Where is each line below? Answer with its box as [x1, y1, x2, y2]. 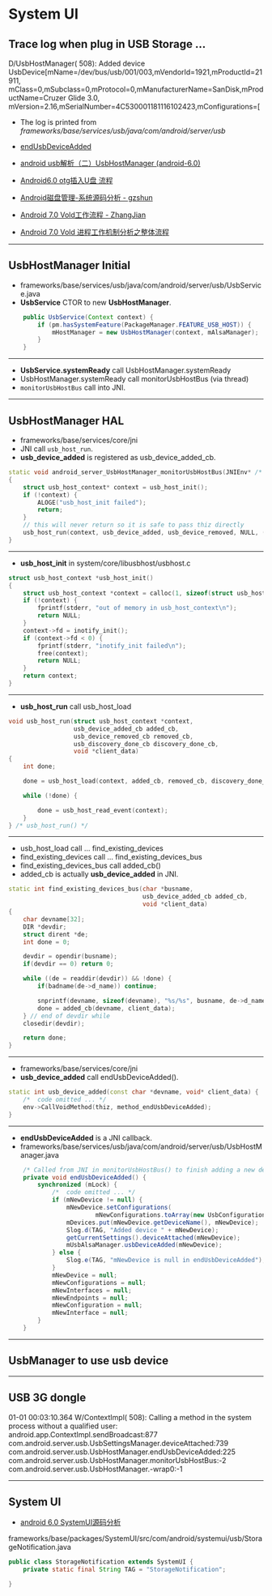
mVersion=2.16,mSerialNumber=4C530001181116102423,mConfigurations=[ [8, 102, 261, 111]
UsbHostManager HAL [8, 414, 125, 428]
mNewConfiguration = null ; [51, 1301, 143, 1309]
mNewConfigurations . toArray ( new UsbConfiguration [95, 1210, 266, 1219]
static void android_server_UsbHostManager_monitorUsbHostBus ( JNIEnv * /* [8, 468, 263, 476]
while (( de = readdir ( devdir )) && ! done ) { [23, 975, 172, 983]
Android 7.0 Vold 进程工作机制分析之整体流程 [19, 228, 170, 237]
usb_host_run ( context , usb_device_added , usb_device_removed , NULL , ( [23, 528, 266, 536]
